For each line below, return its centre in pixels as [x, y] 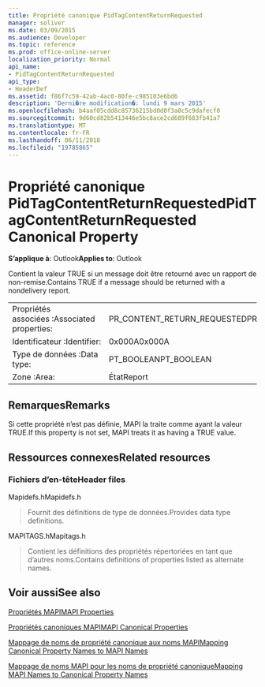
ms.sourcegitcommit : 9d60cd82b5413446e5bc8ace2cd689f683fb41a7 [114, 118]
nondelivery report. [39, 291]
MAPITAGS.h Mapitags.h [47, 536]
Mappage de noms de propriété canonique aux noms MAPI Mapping [118, 642]
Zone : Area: [34, 377]
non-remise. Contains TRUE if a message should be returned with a [117, 282]
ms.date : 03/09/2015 [42, 30]
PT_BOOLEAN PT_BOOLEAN [160, 360]
